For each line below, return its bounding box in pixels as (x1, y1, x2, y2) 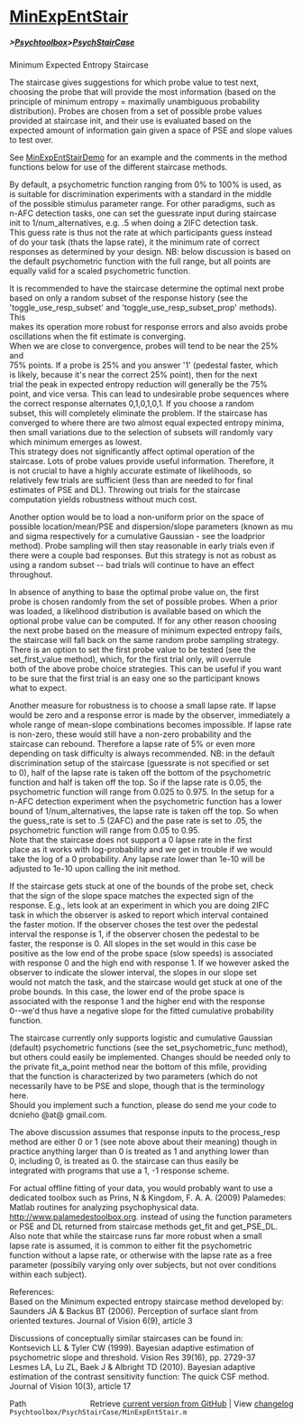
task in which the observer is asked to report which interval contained (9, 909, 269, 920)
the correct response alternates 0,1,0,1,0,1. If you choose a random (9, 398, 254, 409)
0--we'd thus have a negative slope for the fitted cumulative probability (9, 1005, 275, 1017)
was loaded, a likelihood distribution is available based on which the (9, 606, 261, 617)
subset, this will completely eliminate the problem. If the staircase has (9, 408, 268, 419)
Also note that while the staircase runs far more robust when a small (9, 1231, 262, 1242)
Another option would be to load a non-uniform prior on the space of (9, 512, 264, 523)
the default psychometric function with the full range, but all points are (9, 256, 271, 267)
